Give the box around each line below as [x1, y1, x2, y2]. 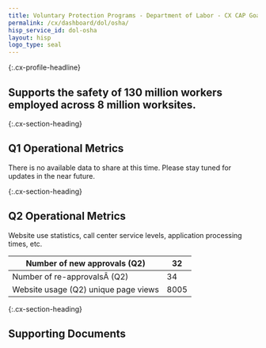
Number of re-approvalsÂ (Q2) [12, 270, 129, 282]
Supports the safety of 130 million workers [8, 85, 223, 99]
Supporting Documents [8, 327, 127, 340]
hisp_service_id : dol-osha [8, 26, 97, 34]
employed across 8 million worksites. [8, 98, 196, 112]
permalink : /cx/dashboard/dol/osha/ [8, 19, 129, 27]
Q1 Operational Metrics [8, 142, 124, 155]
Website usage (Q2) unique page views [12, 284, 160, 295]
